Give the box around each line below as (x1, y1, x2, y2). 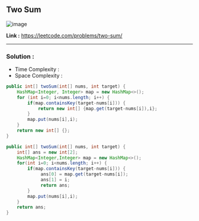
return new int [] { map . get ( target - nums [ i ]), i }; (37, 105, 158, 111)
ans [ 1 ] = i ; (40, 177, 70, 183)
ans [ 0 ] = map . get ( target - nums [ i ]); (40, 171, 129, 177)
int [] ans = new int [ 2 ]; (17, 149, 78, 155)
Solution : (6, 52, 34, 60)
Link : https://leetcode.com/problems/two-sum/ (6, 32, 123, 39)
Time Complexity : (14, 66, 60, 73)
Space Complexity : (14, 72, 63, 79)
